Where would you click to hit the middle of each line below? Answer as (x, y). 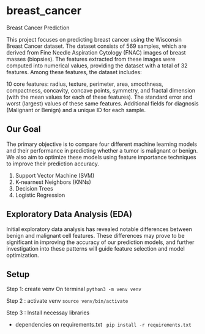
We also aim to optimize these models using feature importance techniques (101, 157)
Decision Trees (34, 188)
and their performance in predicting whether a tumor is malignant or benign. (102, 150)
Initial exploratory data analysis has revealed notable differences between (99, 229)
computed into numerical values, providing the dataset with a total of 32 (97, 66)
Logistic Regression (40, 195)
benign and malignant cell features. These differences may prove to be (95, 235)
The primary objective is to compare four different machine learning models (102, 144)
